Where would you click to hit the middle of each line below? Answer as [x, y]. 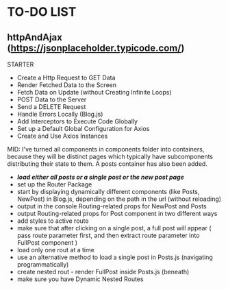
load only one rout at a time [55, 250]
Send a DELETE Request [51, 107]
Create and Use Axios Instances [62, 136]
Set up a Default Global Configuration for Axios [83, 129]
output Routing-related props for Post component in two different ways [117, 214]
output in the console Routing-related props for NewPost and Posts [112, 206]
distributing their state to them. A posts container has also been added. [107, 164]
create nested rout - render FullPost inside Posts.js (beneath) [103, 272]
